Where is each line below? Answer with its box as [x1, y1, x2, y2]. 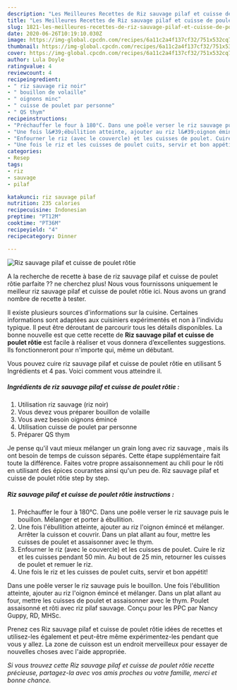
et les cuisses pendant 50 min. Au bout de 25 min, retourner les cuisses [17, 553, 226, 561]
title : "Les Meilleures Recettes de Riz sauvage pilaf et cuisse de [7, 17, 213, 24]
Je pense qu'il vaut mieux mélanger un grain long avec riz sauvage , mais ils [7, 444, 229, 452]
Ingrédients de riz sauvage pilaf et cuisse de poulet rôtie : [7, 383, 180, 391]
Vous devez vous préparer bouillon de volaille [17, 408, 150, 417]
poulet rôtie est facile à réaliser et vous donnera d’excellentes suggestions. [7, 338, 226, 346]
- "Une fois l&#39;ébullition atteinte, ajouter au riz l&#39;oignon [7, 128, 217, 135]
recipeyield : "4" [7, 226, 59, 233]
